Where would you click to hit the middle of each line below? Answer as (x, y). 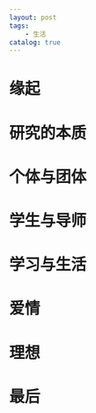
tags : (19, 26)
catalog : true (35, 42)
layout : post (33, 17)
